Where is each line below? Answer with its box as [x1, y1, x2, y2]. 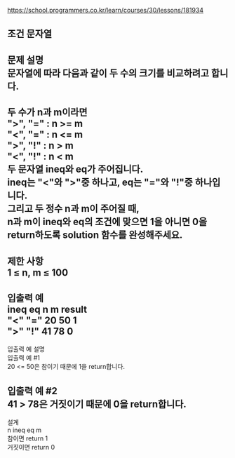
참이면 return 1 [7, 434, 48, 443]
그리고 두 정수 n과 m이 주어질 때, [7, 203, 140, 215]
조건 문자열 [7, 28, 53, 40]
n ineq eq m [7, 426, 42, 434]
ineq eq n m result [7, 303, 88, 315]
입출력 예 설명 [7, 345, 46, 353]
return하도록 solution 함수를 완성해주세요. [7, 229, 183, 241]
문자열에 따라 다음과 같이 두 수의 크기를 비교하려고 [7, 67, 209, 79]
